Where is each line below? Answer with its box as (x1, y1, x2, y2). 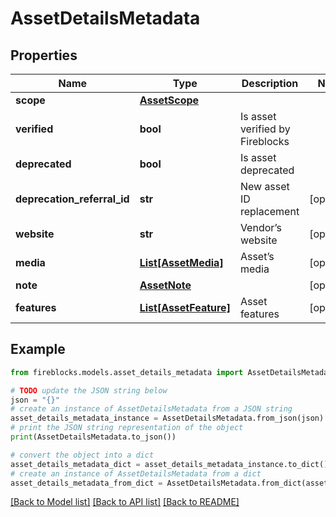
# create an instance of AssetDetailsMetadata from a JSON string (10, 404, 293, 414)
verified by (239, 122, 291, 136)
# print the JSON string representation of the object (10, 423, 244, 433)
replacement (239, 205, 300, 218)
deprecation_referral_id (15, 192, 130, 206)
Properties (10, 47, 78, 64)
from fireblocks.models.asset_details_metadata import (10, 367, 244, 377)
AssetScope (139, 93, 200, 107)
